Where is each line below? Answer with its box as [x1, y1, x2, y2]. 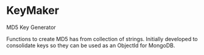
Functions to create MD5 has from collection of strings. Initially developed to [6, 35, 198, 42]
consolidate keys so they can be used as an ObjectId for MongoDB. [6, 42, 175, 49]
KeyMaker [6, 4, 60, 18]
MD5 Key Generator [6, 24, 56, 31]
